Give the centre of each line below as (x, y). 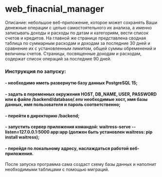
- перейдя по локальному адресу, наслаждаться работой (67, 148)
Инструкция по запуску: (36, 71)
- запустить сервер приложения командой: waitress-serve (68, 127)
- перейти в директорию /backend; (42, 116)
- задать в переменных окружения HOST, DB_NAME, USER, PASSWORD (81, 94)
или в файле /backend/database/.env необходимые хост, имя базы (76, 99)
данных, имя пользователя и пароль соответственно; (63, 105)
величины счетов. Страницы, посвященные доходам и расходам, (73, 53)
